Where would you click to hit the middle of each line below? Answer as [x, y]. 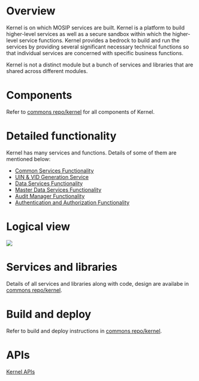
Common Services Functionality [54, 170]
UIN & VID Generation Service [52, 177]
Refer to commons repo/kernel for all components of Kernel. [80, 111]
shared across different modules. [47, 71]
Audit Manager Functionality [50, 196]
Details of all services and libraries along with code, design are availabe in [97, 283]
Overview [31, 11]
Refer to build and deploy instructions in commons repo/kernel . [84, 331]
